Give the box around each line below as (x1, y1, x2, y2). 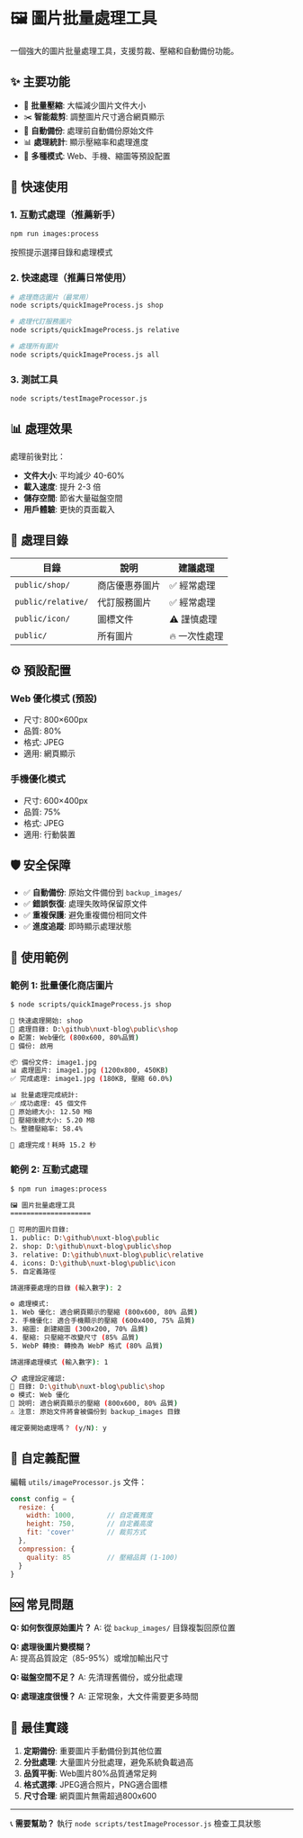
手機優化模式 (10, 773, 67, 786)
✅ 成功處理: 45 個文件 (10, 1099, 88, 1108)
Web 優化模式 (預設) (10, 692, 98, 705)
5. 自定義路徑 (10, 1266, 57, 1276)
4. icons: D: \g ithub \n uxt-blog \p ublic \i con (10, 1258, 176, 1267)
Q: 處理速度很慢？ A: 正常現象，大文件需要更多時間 (10, 1691, 199, 1702)
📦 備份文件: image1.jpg (10, 1058, 97, 1067)
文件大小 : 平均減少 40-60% (22, 470, 125, 481)
